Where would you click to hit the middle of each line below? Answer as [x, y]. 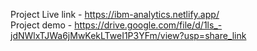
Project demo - [41, 25]
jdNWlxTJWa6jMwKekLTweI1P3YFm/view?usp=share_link [128, 35]
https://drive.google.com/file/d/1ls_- [148, 25]
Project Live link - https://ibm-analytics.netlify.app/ [115, 14]
